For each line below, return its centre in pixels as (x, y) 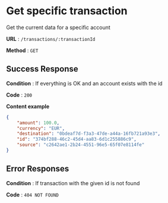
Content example (28, 106)
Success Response (42, 69)
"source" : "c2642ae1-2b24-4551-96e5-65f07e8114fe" (81, 145)
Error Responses (38, 169)
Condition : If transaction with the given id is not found (73, 183)
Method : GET (22, 50)
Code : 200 (19, 95)
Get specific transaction (67, 11)
